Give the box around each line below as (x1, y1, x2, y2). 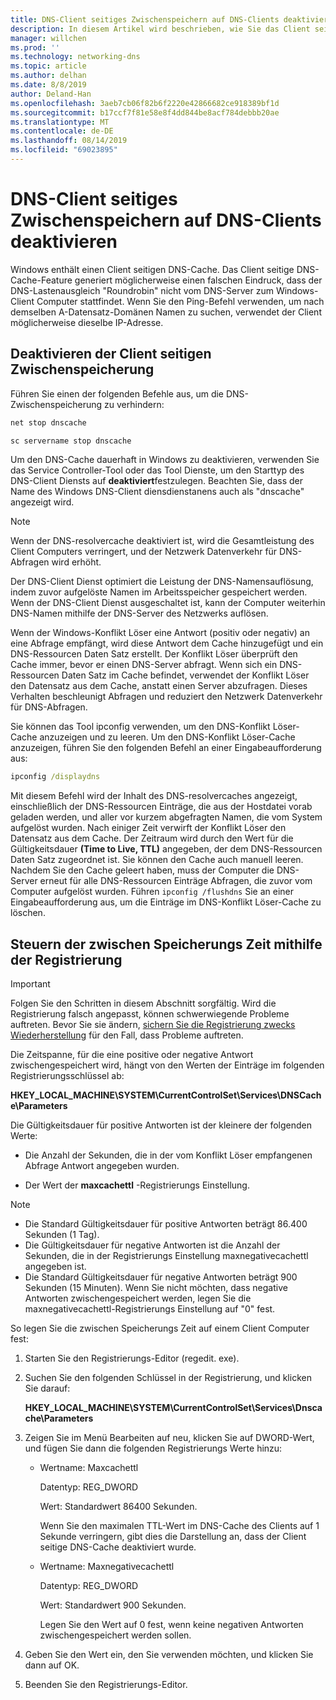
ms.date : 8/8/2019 (10, 80, 87, 90)
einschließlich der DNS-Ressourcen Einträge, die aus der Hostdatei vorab (10, 801, 313, 813)
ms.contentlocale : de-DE (10, 126, 114, 136)
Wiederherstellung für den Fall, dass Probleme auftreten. (10, 1029, 244, 1041)
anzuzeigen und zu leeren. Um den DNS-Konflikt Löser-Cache (39, 731, 296, 743)
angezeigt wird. (10, 496, 75, 508)
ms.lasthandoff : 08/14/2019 (10, 136, 128, 146)
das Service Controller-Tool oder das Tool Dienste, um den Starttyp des (10, 464, 305, 476)
